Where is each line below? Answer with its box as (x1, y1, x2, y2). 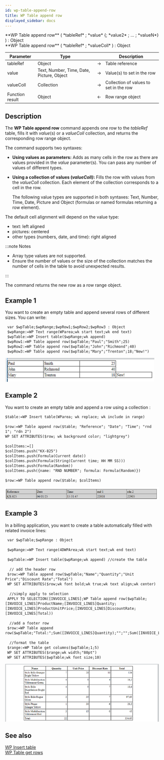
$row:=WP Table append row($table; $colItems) (5, 478, 102, 483)
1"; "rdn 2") (5, 429, 32, 434)
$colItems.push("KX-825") (5, 448, 58, 453)
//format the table (9, 640, 49, 645)
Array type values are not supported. (12, 253, 86, 259)
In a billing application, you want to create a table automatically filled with (5, 522, 152, 528)
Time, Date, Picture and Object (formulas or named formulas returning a (12, 200, 157, 205)
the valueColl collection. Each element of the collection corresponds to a (12, 179, 159, 185)
